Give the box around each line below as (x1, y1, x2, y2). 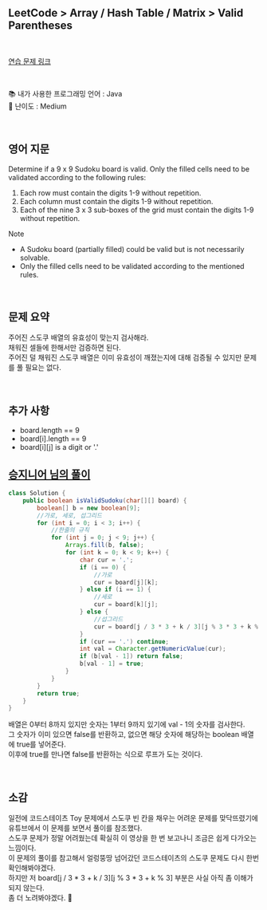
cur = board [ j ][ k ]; (93, 578, 159, 586)
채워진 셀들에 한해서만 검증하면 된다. (8, 343, 121, 353)
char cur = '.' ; (79, 556, 134, 564)
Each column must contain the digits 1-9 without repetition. (19, 196, 214, 206)
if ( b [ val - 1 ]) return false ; (79, 652, 183, 660)
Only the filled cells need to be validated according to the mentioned (19, 261, 245, 270)
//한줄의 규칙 (50, 526, 90, 534)
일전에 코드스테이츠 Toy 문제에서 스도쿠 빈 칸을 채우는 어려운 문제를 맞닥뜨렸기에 (8, 813, 259, 823)
